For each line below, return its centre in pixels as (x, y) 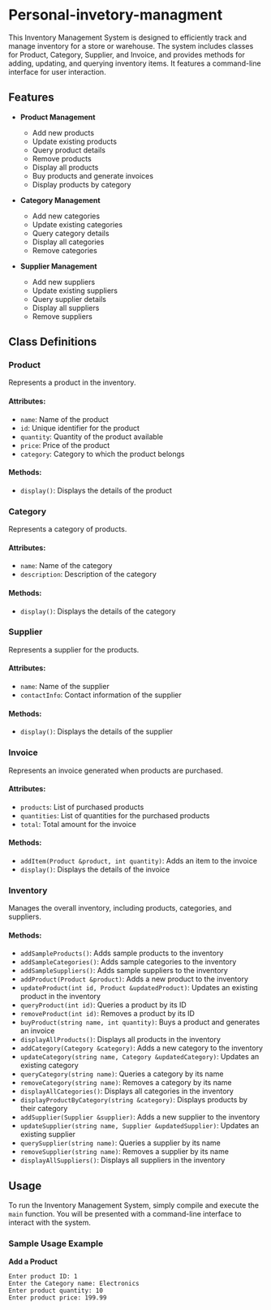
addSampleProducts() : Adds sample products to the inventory (122, 953)
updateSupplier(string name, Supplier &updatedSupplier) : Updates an (140, 1126)
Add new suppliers (64, 282)
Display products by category (82, 184)
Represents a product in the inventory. (72, 382)
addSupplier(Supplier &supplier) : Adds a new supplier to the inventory (140, 1117)
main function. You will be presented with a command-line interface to (125, 1214)
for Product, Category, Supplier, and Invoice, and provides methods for (127, 54)
